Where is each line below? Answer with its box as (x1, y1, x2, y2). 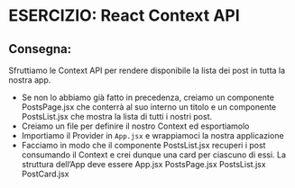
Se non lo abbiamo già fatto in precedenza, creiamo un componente (21, 92, 274, 103)
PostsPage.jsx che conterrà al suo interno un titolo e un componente (21, 102, 277, 112)
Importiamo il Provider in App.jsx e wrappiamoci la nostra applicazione (21, 130, 285, 140)
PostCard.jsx (21, 168, 69, 179)
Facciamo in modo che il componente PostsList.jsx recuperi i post (21, 140, 266, 150)
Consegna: (8, 41, 72, 57)
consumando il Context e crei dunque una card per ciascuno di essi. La (21, 149, 286, 160)
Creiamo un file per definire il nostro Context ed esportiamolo (21, 121, 250, 131)
